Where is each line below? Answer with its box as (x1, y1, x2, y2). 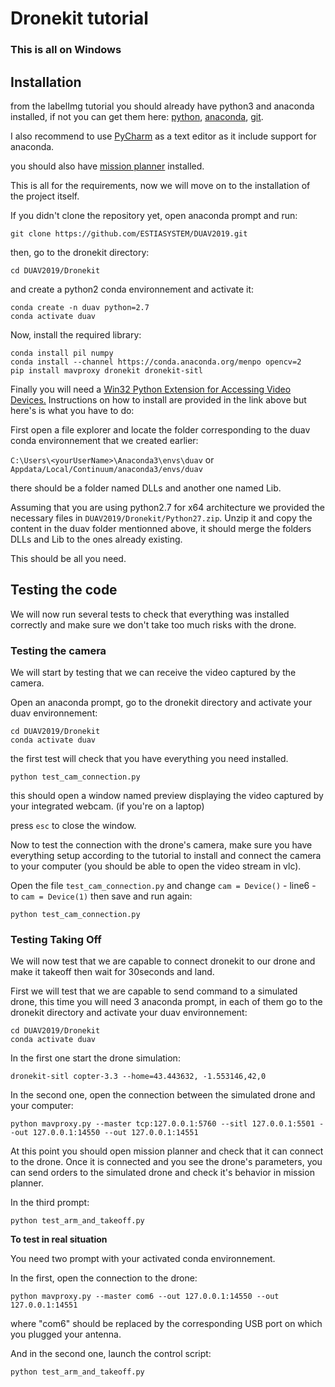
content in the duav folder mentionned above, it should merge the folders (10, 522, 312, 534)
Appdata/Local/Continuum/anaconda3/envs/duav (10, 464, 203, 474)
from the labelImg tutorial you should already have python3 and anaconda (10, 100, 315, 112)
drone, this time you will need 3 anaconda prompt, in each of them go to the (10, 996, 323, 1008)
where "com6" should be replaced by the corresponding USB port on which (10, 1318, 323, 1330)
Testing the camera (10, 643, 107, 657)
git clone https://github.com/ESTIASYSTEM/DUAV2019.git (10, 228, 248, 239)
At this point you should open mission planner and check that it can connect (10, 1145, 324, 1157)
